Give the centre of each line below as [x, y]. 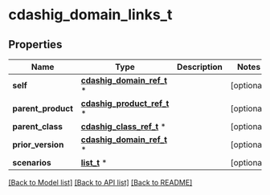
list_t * [94, 162]
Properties [35, 45]
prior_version [38, 144]
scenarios [32, 162]
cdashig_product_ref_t [125, 104]
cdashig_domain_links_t [90, 15]
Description [200, 67]
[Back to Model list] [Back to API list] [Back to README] [100, 183]
